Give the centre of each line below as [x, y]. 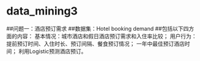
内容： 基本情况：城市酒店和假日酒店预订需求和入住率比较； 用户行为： [107, 36]
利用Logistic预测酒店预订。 [52, 51]
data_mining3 [42, 11]
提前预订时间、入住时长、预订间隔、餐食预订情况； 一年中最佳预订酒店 [95, 43]
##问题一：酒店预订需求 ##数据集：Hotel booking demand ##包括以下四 [98, 28]
